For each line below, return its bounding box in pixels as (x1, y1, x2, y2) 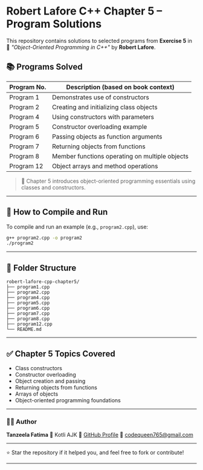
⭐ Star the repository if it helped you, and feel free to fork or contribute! (6, 449, 184, 456)
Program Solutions (6, 17, 101, 31)
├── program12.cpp (6, 321, 53, 327)
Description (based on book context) (66, 83, 175, 91)
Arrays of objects (14, 390, 59, 397)
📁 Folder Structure (6, 263, 77, 273)
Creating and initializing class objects (52, 103, 158, 111)
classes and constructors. (21, 183, 86, 191)
